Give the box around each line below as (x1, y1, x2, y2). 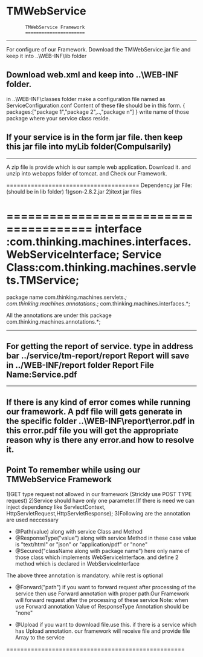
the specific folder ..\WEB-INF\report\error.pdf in (6, 416, 195, 426)
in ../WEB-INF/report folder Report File (6, 360, 154, 370)
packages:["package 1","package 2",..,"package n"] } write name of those (6, 108, 189, 116)
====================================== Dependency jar (6, 181, 181, 189)
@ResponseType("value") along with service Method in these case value (14, 534, 196, 541)
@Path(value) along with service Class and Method (14, 528, 143, 535)
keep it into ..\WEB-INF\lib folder (6, 52, 87, 59)
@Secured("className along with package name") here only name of (14, 547, 190, 554)
